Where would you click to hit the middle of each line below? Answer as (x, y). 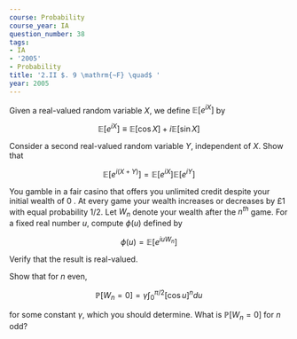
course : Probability (47, 17)
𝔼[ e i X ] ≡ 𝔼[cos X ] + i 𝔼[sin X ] (149, 128)
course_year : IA (39, 26)
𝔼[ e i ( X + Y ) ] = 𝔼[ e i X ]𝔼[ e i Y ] (149, 173)
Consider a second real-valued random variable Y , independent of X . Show (146, 146)
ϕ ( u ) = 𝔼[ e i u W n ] (149, 241)
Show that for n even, (48, 276)
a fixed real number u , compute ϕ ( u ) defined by (96, 224)
